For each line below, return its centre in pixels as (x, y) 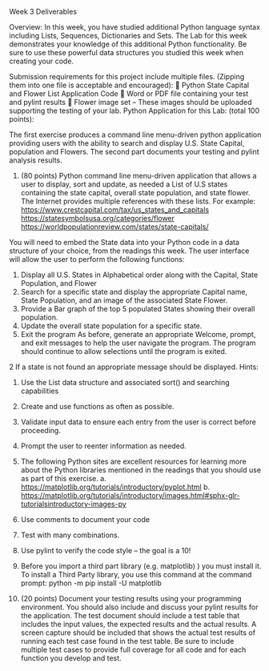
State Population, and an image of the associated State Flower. (124, 300)
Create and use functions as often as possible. (97, 406)
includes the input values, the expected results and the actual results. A (139, 624)
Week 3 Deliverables (43, 12)
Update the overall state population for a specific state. (111, 326)
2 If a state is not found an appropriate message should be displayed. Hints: (134, 367)
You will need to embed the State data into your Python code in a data (124, 242)
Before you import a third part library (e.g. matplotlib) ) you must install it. (141, 566)
